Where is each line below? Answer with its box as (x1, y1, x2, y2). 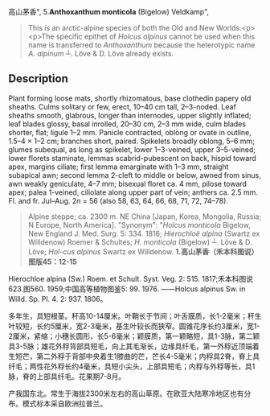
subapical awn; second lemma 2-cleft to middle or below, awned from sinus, (8, 170, 261, 179)
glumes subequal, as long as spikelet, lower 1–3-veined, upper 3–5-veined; (8, 144, 256, 154)
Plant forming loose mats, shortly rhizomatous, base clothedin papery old (8, 93, 252, 103)
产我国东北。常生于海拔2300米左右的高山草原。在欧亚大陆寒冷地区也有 (8, 389, 244, 398)
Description (8, 72, 68, 86)
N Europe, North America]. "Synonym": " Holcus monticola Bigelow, (27, 220, 251, 229)
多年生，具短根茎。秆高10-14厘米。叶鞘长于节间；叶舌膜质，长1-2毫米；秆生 (8, 311, 262, 320)
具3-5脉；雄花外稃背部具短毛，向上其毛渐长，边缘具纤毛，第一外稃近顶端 (8, 341, 253, 351)
